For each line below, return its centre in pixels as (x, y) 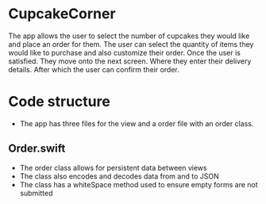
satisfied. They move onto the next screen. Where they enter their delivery (130, 61)
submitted (36, 193)
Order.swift (37, 149)
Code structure (60, 102)
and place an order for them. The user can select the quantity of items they (131, 44)
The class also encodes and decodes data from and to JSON (120, 176)
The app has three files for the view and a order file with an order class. (137, 123)
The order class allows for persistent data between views (114, 167)
